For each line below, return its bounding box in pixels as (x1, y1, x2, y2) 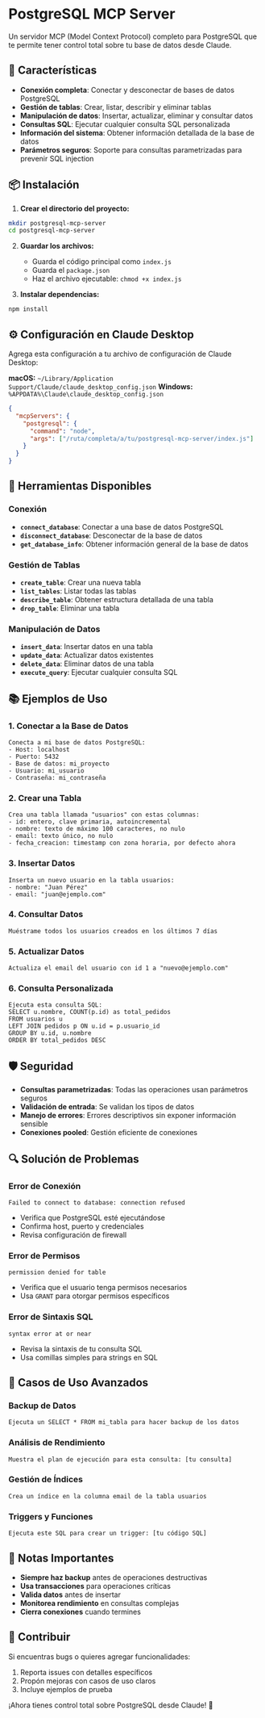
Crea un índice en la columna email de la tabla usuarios (8, 1492, 207, 1500)
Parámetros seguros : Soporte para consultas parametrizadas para (19, 145, 242, 154)
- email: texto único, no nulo (8, 832, 114, 840)
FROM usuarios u (8, 1015, 63, 1024)
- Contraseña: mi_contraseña (8, 773, 106, 781)
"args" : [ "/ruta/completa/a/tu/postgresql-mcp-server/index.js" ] (29, 434, 254, 442)
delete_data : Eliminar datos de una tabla (19, 659, 155, 668)
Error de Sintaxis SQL (8, 1311, 94, 1322)
